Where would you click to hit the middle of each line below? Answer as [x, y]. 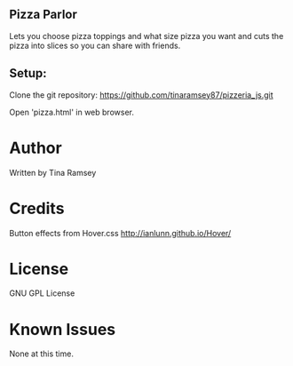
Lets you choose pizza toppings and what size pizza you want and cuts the [146, 36]
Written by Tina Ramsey [53, 172]
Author [36, 148]
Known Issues [63, 329]
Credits [37, 208]
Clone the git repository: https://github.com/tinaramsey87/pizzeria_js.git [141, 95]
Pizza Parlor [44, 15]
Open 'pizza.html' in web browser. [72, 112]
